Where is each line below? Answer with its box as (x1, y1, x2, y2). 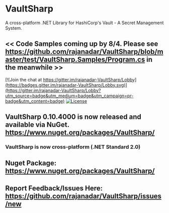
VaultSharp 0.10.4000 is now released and (5, 113, 142, 121)
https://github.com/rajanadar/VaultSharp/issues (5, 192, 162, 200)
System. (5, 25, 23, 31)
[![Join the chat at (5, 77, 42, 83)
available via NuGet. (5, 120, 69, 129)
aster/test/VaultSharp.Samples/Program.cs (5, 55, 145, 64)
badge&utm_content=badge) (5, 98, 65, 104)
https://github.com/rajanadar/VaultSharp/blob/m (5, 47, 163, 56)
